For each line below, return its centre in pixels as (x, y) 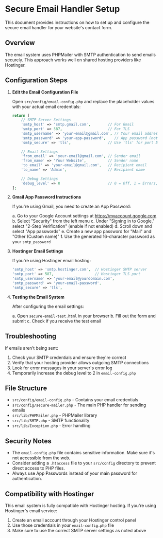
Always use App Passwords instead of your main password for (74, 473)
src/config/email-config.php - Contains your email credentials (75, 400)
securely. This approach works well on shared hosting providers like (73, 60)
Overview (20, 43)
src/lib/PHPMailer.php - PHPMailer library (55, 415)
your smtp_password (31, 242)
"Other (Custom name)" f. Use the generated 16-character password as (83, 236)
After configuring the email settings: (48, 306)
